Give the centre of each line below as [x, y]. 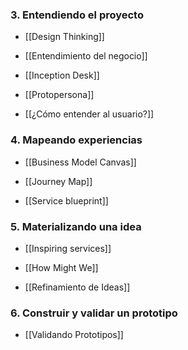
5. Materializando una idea [76, 226]
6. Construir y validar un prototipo [94, 313]
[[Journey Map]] [58, 181]
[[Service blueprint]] [66, 200]
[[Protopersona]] [59, 95]
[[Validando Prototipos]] [74, 335]
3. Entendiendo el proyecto [77, 15]
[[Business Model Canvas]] [80, 162]
